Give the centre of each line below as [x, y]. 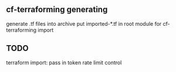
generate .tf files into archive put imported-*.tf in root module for [84, 23]
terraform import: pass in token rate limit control [64, 62]
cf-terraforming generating [57, 10]
